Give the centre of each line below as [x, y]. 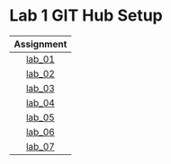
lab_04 [40, 102]
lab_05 [40, 117]
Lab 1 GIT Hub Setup [86, 16]
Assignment [40, 44]
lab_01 [40, 59]
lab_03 [40, 88]
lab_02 [40, 73]
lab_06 [40, 132]
